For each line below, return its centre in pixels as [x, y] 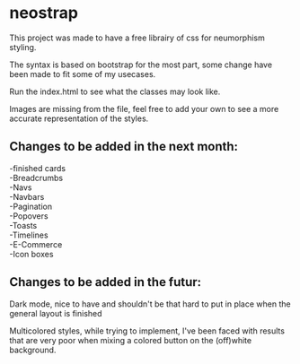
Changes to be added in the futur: [106, 282]
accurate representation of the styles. [79, 118]
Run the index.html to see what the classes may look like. [115, 91]
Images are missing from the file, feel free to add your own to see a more [144, 108]
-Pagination [31, 206]
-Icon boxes [31, 254]
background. [33, 350]
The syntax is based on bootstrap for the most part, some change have [141, 65]
